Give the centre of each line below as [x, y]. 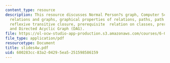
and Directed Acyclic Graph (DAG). [47, 29]
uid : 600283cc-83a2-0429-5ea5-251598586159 [52, 52]
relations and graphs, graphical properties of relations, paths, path [87, 19]
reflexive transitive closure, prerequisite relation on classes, [82, 24]
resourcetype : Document [30, 43]
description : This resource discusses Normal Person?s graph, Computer [82, 15]
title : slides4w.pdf [27, 48]
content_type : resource [30, 10]
